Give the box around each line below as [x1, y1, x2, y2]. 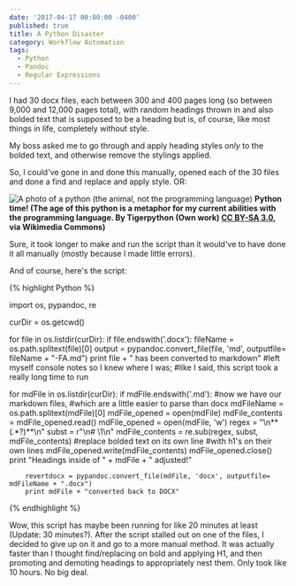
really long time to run [9, 371, 89, 382]
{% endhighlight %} [9, 502, 81, 513]
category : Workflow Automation [9, 37, 125, 47]
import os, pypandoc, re [9, 299, 97, 310]
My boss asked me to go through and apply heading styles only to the [9, 140, 263, 150]
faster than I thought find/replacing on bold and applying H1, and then [9, 548, 262, 559]
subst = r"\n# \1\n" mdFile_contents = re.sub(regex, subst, [47, 426, 259, 436]
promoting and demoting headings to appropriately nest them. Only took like [9, 557, 287, 567]
